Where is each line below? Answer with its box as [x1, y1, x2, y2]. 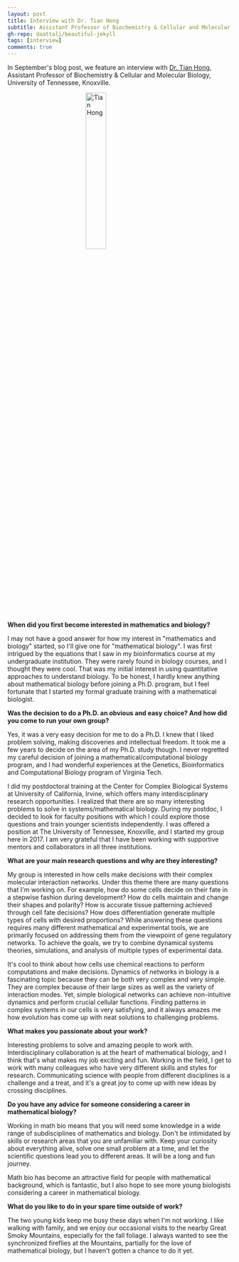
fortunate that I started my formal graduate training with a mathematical [7, 687, 217, 696]
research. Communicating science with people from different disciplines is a [7, 1071, 230, 1079]
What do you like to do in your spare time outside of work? [7, 1202, 183, 1211]
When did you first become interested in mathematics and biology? [7, 620, 211, 629]
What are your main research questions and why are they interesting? [7, 857, 218, 864]
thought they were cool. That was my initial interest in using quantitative [7, 665, 218, 673]
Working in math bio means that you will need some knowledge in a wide [7, 1121, 221, 1130]
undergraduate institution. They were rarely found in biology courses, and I [7, 657, 227, 665]
